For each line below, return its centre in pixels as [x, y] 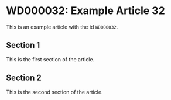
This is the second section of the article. [54, 92]
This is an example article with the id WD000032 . [62, 27]
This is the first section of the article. [50, 59]
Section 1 [23, 45]
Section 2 [24, 78]
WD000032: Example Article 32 [85, 11]
